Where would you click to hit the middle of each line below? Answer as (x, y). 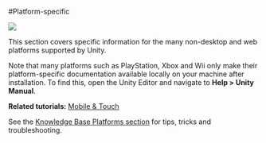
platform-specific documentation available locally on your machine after (126, 74)
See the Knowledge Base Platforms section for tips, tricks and (110, 122)
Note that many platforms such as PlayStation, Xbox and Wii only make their (133, 66)
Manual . (22, 91)
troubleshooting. (35, 130)
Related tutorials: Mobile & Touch (64, 106)
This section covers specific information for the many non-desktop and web (133, 42)
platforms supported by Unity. (57, 50)
